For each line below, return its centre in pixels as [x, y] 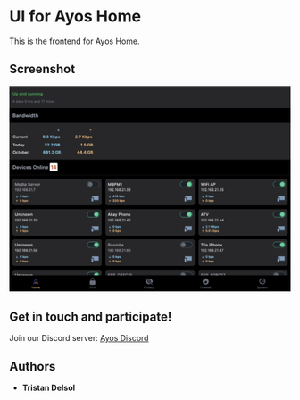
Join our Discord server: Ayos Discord [79, 338]
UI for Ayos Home [75, 17]
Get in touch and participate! [91, 317]
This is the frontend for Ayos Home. [75, 41]
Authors [33, 367]
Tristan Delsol [49, 388]
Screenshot [42, 69]
